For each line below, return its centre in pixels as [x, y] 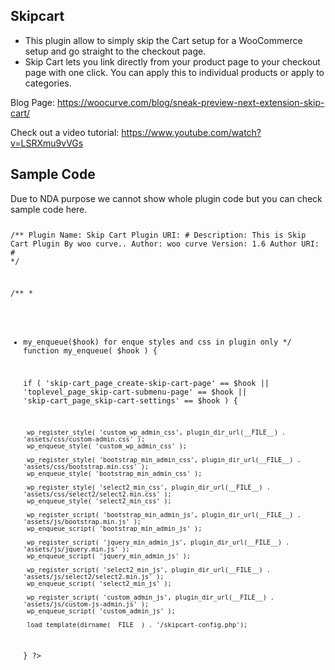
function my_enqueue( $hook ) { [90, 350]
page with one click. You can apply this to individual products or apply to [174, 72]
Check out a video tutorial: [65, 132]
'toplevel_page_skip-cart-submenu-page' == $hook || [135, 392]
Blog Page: [33, 102]
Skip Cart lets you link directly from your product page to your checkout [172, 61]
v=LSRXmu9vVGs [47, 143]
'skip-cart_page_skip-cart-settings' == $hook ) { [130, 400]
